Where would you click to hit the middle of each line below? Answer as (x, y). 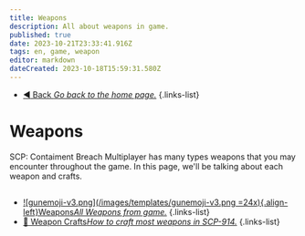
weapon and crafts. (46, 176)
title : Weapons (38, 18)
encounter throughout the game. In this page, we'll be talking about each (147, 166)
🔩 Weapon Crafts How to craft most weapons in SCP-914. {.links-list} (151, 222)
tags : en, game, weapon (55, 52)
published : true (40, 35)
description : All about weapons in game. (89, 26)
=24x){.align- (263, 202)
